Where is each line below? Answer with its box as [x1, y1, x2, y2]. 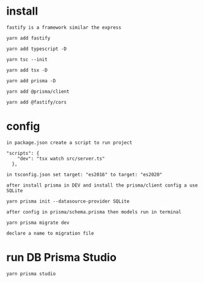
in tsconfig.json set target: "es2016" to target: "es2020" [6, 171, 163, 177]
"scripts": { [6, 150, 40, 156]
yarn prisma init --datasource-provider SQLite [6, 198, 130, 204]
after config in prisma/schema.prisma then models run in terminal [6, 209, 182, 215]
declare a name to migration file [6, 230, 95, 236]
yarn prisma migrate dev [6, 220, 70, 226]
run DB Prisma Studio [6, 251, 117, 265]
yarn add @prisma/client [6, 88, 70, 95]
